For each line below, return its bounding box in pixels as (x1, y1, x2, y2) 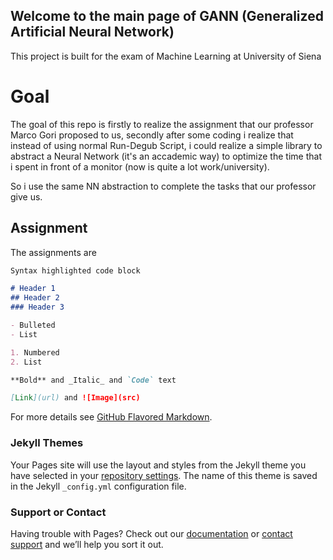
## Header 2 (10, 293, 60, 303)
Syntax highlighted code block (10, 265, 141, 276)
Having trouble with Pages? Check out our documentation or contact (10, 527, 293, 539)
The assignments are (10, 246, 97, 258)
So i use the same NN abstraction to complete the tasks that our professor (10, 180, 317, 192)
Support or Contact (10, 505, 107, 519)
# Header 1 (10, 284, 56, 294)
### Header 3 (10, 302, 65, 313)
